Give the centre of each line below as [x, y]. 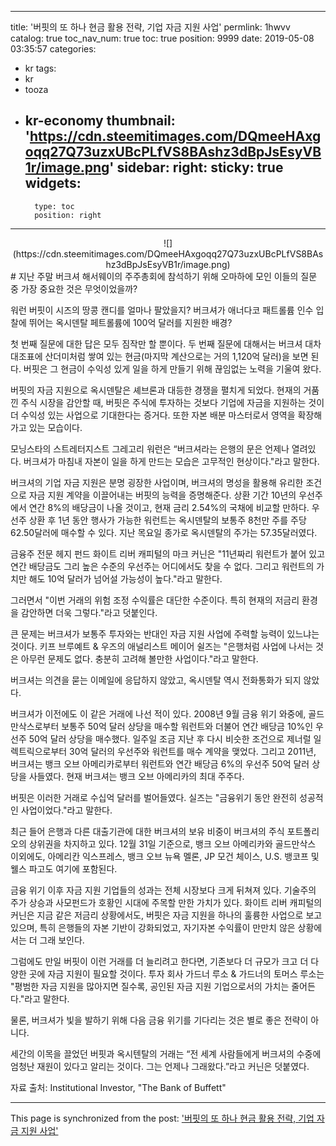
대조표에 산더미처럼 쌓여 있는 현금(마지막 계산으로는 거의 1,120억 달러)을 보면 [159, 356]
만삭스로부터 [35, 726]
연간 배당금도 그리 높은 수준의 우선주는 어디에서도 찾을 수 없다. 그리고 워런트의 [162, 566]
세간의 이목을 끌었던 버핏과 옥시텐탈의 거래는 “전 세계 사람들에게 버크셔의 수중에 [166, 1053]
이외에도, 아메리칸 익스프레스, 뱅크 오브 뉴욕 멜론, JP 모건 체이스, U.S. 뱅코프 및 [165, 856]
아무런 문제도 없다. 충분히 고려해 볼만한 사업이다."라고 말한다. [139, 658]
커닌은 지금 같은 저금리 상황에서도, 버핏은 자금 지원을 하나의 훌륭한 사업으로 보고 [166, 915]
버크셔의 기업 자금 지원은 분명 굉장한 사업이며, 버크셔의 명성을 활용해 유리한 [157, 482]
